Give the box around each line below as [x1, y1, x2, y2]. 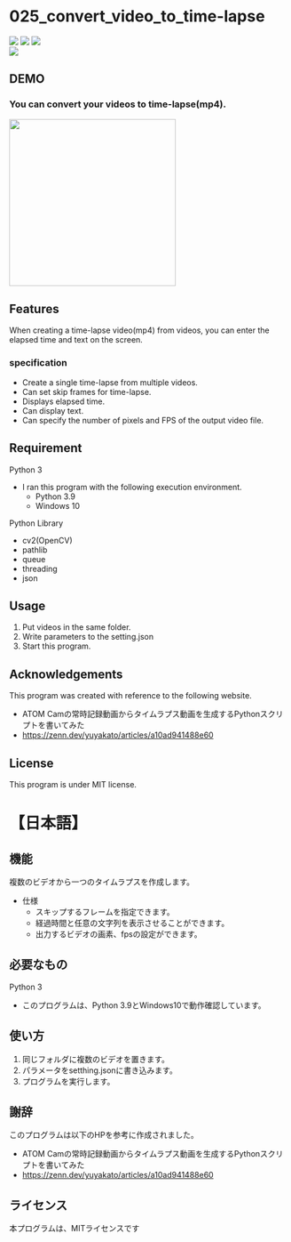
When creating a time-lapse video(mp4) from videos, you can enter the [9, 325, 271, 335]
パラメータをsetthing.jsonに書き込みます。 [21, 1065, 177, 1076]
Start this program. [21, 641, 91, 651]
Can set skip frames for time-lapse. [21, 386, 152, 397]
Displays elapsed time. [21, 396, 105, 407]
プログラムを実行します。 [21, 1076, 115, 1086]
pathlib [21, 544, 48, 555]
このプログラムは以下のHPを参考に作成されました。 [9, 1130, 199, 1141]
